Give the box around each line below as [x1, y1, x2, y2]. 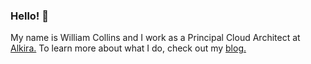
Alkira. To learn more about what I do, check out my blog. [10, 42, 247, 54]
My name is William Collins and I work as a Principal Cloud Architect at [10, 32, 301, 44]
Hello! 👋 [10, 9, 50, 23]
